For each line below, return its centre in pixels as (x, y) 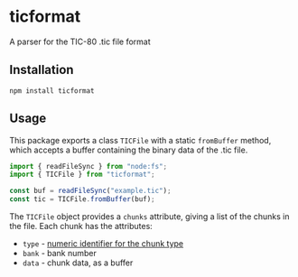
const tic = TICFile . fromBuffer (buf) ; (82, 199)
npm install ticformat (52, 91)
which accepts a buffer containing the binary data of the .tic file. (129, 150)
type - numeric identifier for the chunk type (103, 244)
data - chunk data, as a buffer (78, 263)
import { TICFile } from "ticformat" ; (82, 175)
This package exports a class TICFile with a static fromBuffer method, (140, 140)
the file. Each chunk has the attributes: (81, 226)
